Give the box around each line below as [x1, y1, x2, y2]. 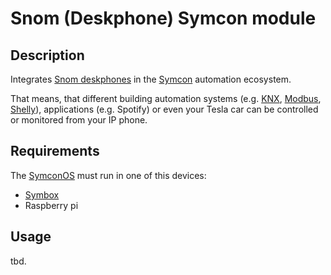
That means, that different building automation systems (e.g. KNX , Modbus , [10, 93, 322, 104]
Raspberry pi [24, 199, 79, 211]
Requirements [10, 143, 100, 160]
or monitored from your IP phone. [10, 114, 148, 126]
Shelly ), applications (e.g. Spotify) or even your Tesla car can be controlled [10, 103, 319, 115]
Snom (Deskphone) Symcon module [10, 7, 317, 30]
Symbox [24, 188, 60, 201]
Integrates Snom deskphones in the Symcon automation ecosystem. [10, 73, 292, 85]
